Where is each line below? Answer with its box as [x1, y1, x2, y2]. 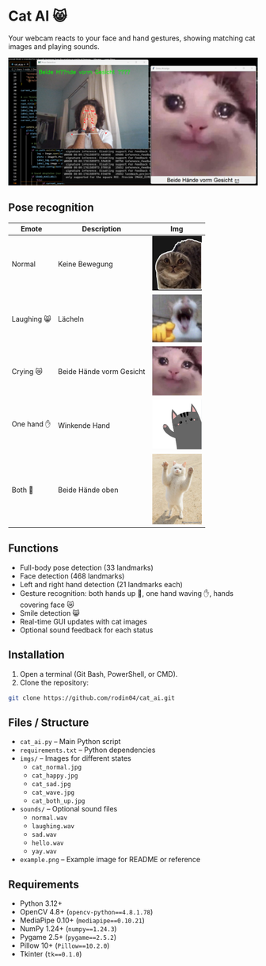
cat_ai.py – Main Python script [19, 737, 121, 746]
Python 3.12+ [19, 899, 63, 908]
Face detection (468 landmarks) [19, 571, 125, 581]
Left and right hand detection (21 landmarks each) [19, 579, 184, 589]
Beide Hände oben [58, 485, 119, 494]
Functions [8, 542, 59, 556]
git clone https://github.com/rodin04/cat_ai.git [8, 693, 176, 702]
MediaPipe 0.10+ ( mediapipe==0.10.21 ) [19, 915, 145, 926]
